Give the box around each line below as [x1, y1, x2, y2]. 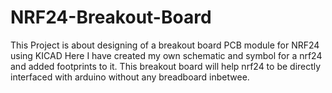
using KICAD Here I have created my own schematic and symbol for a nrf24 [10, 49, 323, 61]
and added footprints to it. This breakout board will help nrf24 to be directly [10, 60, 322, 72]
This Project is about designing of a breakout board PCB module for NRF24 [10, 39, 320, 51]
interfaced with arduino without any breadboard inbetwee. [10, 71, 250, 83]
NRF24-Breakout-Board [10, 6, 212, 29]
